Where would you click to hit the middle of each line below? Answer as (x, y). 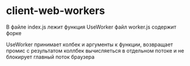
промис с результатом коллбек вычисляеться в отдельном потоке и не (95, 50)
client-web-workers (56, 11)
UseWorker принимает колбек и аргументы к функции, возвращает (89, 44)
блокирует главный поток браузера (50, 57)
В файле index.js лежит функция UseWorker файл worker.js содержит (91, 27)
